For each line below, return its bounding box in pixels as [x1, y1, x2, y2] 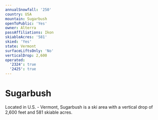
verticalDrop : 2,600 [5, 53, 48, 58]
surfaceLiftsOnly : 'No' [5, 48, 54, 53]
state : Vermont [5, 44, 36, 49]
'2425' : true [9, 67, 36, 72]
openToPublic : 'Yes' [5, 21, 48, 26]
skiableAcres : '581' [5, 35, 48, 40]
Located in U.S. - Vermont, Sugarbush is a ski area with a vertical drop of [5, 104, 154, 110]
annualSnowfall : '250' [5, 7, 52, 12]
